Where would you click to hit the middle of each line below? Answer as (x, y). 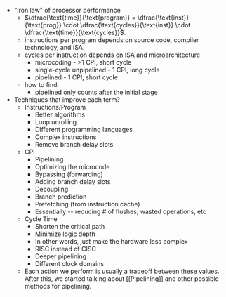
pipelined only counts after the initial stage (96, 92)
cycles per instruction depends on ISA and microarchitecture (112, 55)
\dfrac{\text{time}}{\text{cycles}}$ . (75, 32)
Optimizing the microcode (72, 167)
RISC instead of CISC (66, 249)
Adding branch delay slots (73, 181)
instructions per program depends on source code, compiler (112, 40)
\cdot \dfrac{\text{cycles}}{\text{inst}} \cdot (127, 25)
